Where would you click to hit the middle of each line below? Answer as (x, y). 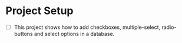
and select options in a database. (74, 34)
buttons (23, 34)
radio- (169, 27)
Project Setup (40, 11)
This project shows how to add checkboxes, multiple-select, (87, 27)
